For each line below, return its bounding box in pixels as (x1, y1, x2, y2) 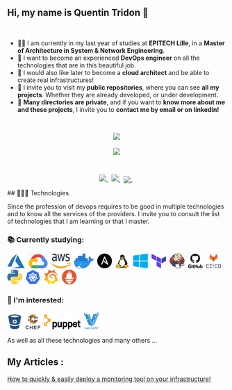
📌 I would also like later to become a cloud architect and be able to (17, 68, 210, 76)
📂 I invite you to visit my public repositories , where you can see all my (17, 83, 219, 91)
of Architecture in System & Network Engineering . (17, 46, 165, 54)
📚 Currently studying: (7, 235, 85, 245)
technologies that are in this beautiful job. (17, 60, 137, 70)
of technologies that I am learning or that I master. (7, 217, 150, 226)
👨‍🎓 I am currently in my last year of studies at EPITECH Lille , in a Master (17, 39, 225, 47)
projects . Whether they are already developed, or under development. (17, 90, 219, 99)
